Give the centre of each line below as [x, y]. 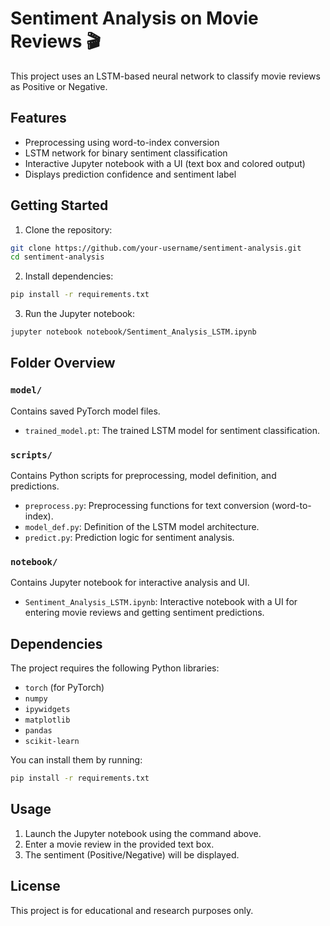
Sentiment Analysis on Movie [134, 18]
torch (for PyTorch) [64, 688]
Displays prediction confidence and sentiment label [130, 174]
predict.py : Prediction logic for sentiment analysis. [129, 538]
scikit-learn [52, 742]
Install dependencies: [69, 276]
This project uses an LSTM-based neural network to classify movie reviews [165, 76]
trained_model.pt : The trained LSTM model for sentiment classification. [172, 430]
